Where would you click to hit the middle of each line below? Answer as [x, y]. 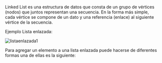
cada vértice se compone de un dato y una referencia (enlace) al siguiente [80, 17]
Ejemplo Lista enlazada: [29, 31]
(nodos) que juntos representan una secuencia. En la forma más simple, [77, 12]
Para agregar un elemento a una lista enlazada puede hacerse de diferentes [81, 50]
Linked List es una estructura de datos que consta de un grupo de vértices [80, 7]
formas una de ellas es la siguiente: [41, 55]
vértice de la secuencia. [29, 22]
